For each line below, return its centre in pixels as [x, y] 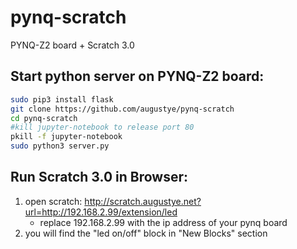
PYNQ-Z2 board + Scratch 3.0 [72, 45]
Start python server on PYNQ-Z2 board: [137, 76]
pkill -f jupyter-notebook [66, 137]
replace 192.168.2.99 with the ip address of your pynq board [163, 222]
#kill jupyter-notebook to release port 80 [102, 127]
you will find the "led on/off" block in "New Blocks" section [146, 233]
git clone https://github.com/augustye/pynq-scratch [122, 109]
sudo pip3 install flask [62, 99]
